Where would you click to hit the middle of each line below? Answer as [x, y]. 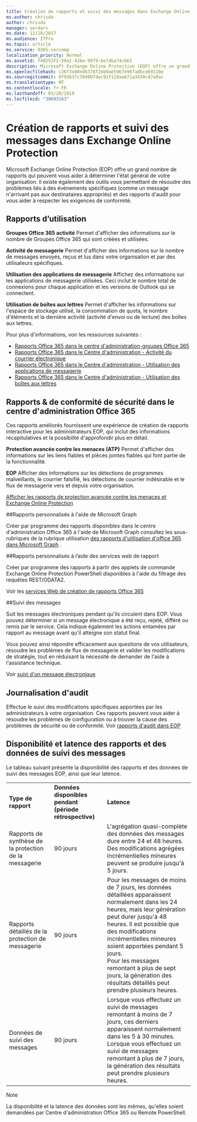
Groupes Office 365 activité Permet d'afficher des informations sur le [91, 233]
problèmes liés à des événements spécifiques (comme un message [87, 188]
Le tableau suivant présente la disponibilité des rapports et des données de [97, 767]
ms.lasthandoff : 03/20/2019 [40, 93]
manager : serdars [27, 28]
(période [66, 809]
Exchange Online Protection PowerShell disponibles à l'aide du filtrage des [96, 574]
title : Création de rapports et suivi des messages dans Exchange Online [98, 11]
